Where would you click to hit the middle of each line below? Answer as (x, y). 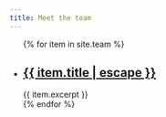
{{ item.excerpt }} (55, 95)
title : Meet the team (51, 18)
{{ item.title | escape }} (89, 73)
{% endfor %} (49, 104)
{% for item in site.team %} (73, 44)
